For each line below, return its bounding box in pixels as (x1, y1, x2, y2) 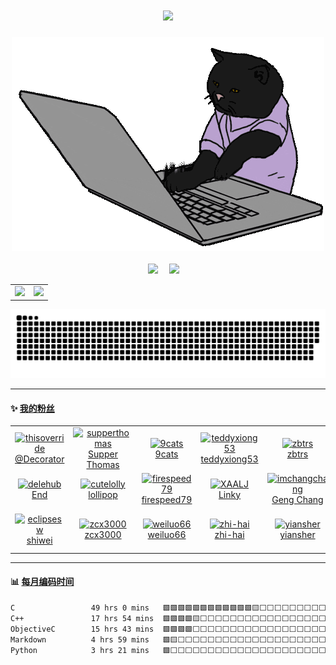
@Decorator (14, 453, 65, 465)
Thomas (86, 458, 120, 470)
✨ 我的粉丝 (10, 402, 55, 414)
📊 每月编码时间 (10, 576, 75, 588)
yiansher (279, 529, 316, 541)
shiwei (26, 534, 53, 546)
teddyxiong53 (200, 453, 259, 465)
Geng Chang (271, 494, 324, 506)
